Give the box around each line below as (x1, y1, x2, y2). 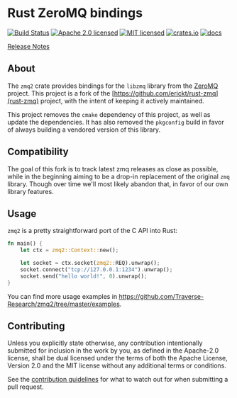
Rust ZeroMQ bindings (7, 5, 143, 21)
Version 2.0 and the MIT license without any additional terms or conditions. (7, 361, 227, 370)
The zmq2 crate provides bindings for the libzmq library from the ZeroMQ (7, 81, 219, 90)
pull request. (7, 382, 44, 391)
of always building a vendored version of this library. (7, 125, 161, 134)
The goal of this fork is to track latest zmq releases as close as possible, (7, 164, 219, 173)
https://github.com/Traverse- (118, 292, 204, 300)
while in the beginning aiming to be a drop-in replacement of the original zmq (7, 172, 231, 181)
